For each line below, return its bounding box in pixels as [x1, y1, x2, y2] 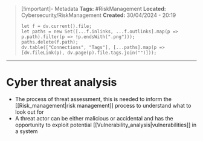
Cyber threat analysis [6, 76, 117, 90]
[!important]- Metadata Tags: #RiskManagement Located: [21, 5, 166, 12]
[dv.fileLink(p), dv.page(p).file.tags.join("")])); [21, 50, 157, 56]
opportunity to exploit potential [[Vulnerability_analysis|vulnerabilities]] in [14, 121, 197, 128]
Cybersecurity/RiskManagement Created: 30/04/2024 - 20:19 [21, 11, 176, 19]
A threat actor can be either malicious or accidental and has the [14, 114, 173, 122]
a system [14, 127, 38, 135]
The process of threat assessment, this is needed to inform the [14, 95, 172, 102]
